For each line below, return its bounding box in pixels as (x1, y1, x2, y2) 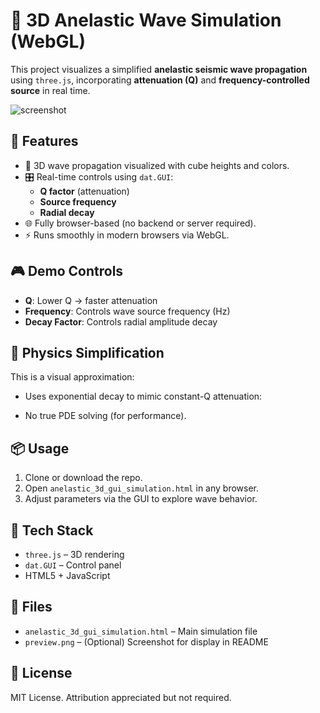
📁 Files (10, 599, 53, 616)
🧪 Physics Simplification (10, 344, 165, 361)
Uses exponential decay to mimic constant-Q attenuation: (24, 390, 263, 403)
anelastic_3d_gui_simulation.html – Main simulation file (24, 625, 258, 637)
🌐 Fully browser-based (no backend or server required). (24, 217, 257, 229)
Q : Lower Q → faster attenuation (24, 294, 158, 306)
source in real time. (10, 84, 91, 96)
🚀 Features (10, 133, 79, 150)
